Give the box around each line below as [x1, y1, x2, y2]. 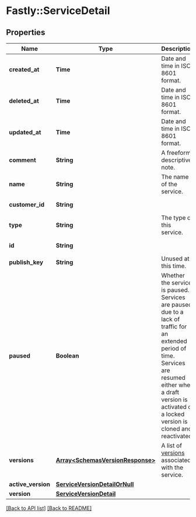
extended [161, 337, 188, 345]
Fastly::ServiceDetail [6, 4, 110, 18]
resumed [161, 374, 185, 381]
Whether [161, 272, 185, 279]
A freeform [161, 149, 191, 157]
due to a [161, 308, 184, 316]
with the [161, 463, 184, 471]
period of [161, 345, 187, 352]
